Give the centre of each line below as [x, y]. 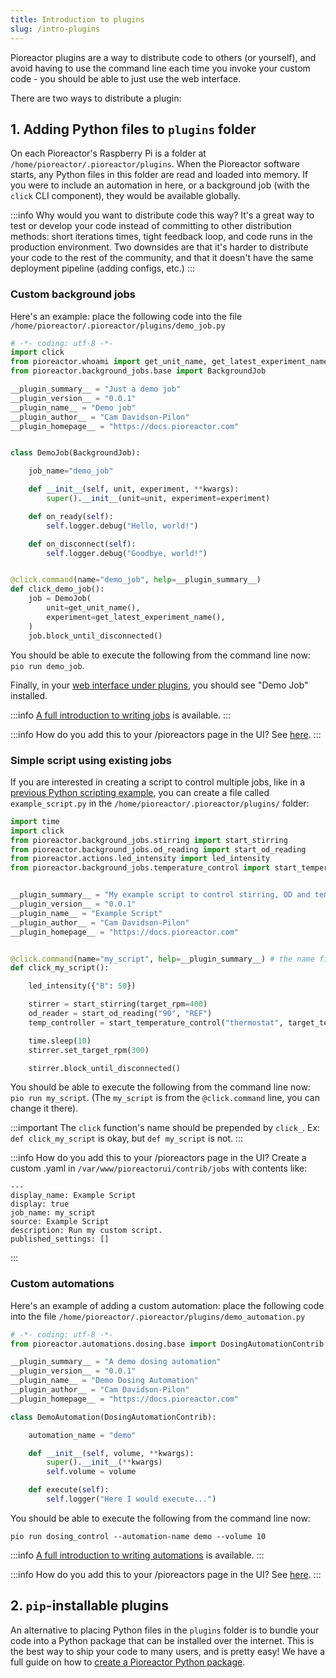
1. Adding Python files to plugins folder [133, 129]
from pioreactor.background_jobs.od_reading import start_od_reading [158, 849]
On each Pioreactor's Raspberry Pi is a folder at [108, 153]
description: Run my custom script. [86, 1231]
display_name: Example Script [73, 1196]
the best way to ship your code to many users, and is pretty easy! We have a [168, 1651]
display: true [40, 1204]
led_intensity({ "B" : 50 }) [82, 986]
